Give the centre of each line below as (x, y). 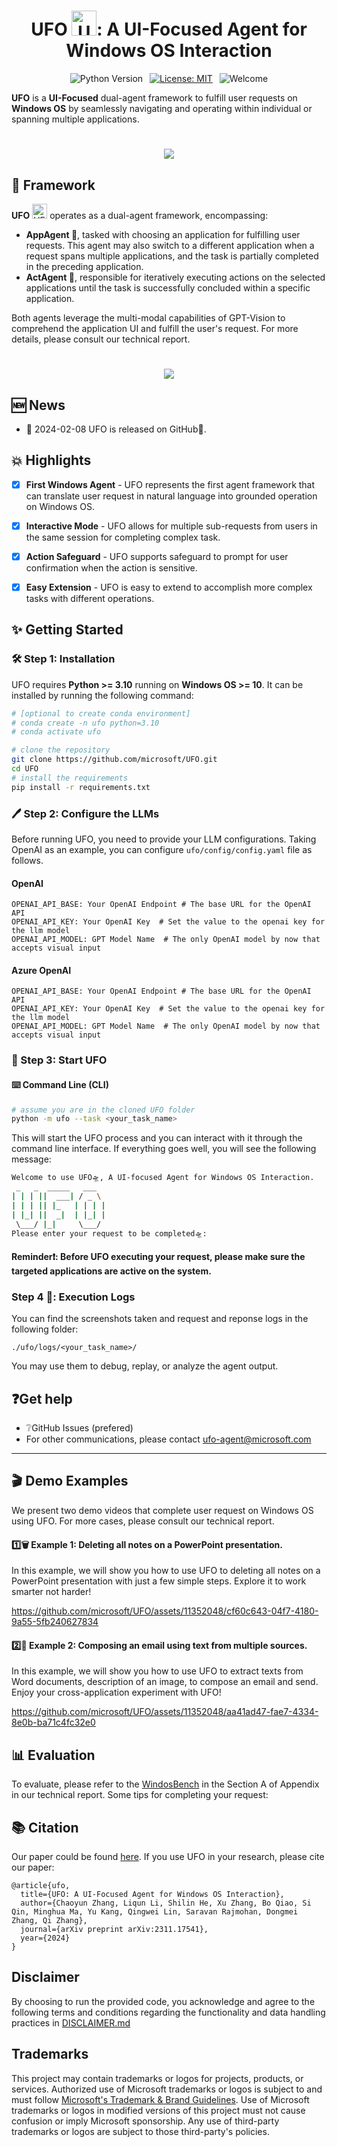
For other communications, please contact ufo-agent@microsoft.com (168, 1439)
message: (31, 1159)
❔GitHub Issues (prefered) (79, 1428)
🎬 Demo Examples (70, 1481)
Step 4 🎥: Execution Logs (73, 1297)
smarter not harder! (51, 1592)
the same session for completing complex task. (123, 537)
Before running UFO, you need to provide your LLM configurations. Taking (164, 839)
